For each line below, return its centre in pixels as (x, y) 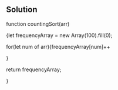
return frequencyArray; (34, 69)
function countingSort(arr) (38, 24)
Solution (22, 10)
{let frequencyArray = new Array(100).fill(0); (59, 35)
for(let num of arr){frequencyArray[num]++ (58, 46)
